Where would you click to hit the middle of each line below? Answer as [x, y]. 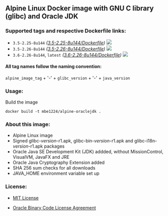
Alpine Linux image [33, 135]
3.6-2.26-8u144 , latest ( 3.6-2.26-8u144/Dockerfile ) [67, 55]
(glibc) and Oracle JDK [42, 17]
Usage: [15, 91]
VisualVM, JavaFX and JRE [41, 157]
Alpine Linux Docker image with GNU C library [80, 8]
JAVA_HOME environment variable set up [56, 174]
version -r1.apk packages [38, 146]
